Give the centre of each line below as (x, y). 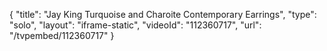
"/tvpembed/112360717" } (62, 35)
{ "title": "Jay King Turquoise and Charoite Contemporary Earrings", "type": (163, 14)
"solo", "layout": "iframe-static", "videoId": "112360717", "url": (135, 25)
